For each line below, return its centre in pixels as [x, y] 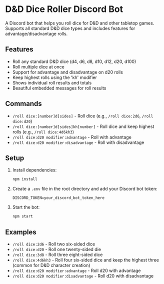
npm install [25, 179]
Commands [24, 104]
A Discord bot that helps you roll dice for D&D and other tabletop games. [80, 23]
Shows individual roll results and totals [52, 82]
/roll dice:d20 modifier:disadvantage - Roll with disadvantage [78, 142]
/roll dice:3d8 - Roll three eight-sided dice [57, 254]
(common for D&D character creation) [51, 265]
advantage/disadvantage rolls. [36, 33]
